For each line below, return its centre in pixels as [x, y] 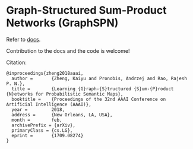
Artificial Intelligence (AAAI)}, [49, 104]
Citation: [16, 62]
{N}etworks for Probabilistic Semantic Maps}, [65, 94]
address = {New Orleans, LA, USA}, [62, 115]
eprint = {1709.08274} [48, 135]
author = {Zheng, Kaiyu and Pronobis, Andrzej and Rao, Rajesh [99, 78]
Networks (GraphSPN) [62, 23]
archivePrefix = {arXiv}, [44, 125]
